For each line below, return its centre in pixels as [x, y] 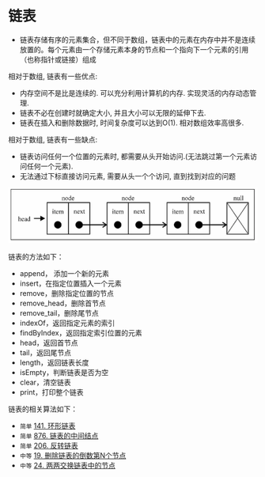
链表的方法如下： [36, 257]
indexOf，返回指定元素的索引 [67, 323]
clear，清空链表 [45, 382]
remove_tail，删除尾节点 [59, 313]
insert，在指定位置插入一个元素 [71, 284]
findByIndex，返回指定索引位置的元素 [81, 333]
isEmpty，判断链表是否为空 [64, 373]
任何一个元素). [50, 166]
